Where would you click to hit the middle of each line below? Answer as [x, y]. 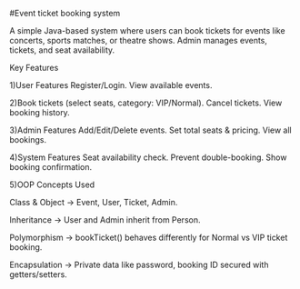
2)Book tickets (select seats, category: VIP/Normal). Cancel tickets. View [146, 103]
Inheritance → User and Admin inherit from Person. [105, 220]
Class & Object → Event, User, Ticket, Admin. [94, 202]
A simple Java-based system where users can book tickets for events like [147, 30]
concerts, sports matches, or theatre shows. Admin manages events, [139, 40]
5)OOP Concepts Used [52, 184]
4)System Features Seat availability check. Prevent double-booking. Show [148, 157]
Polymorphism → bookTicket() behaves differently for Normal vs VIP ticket [149, 237]
